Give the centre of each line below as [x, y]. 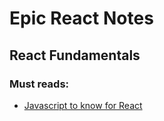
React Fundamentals [75, 55]
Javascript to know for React [83, 105]
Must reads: [39, 84]
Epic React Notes [81, 18]
